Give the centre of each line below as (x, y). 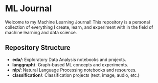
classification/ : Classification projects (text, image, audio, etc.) (76, 75)
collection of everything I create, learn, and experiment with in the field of (79, 27)
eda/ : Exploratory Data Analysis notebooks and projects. (69, 60)
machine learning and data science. (41, 32)
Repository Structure (38, 48)
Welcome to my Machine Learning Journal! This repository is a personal (78, 22)
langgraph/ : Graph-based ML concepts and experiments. (70, 64)
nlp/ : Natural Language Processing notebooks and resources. (74, 70)
